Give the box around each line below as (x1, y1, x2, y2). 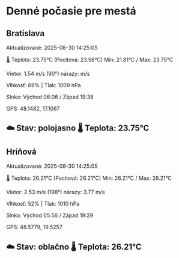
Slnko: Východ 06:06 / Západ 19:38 (6, 93, 94, 100)
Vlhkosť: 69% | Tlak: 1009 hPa (6, 82, 81, 88)
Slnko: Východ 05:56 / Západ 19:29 (6, 212, 94, 219)
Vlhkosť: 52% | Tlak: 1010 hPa (6, 200, 80, 207)
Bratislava (6, 28, 45, 38)
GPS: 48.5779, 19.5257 (6, 224, 63, 231)
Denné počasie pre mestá (6, 4, 136, 18)
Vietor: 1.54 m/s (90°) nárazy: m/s (6, 70, 90, 77)
